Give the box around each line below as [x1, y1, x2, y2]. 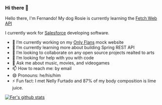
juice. [12, 85, 23, 91]
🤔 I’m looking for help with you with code [12, 55, 94, 61]
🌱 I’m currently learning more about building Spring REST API [12, 45, 135, 51]
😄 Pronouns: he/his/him [12, 72, 61, 78]
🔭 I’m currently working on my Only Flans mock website [12, 39, 124, 45]
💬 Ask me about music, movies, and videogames [12, 60, 110, 66]
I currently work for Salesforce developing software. [5, 30, 109, 36]
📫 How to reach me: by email [12, 66, 72, 71]
